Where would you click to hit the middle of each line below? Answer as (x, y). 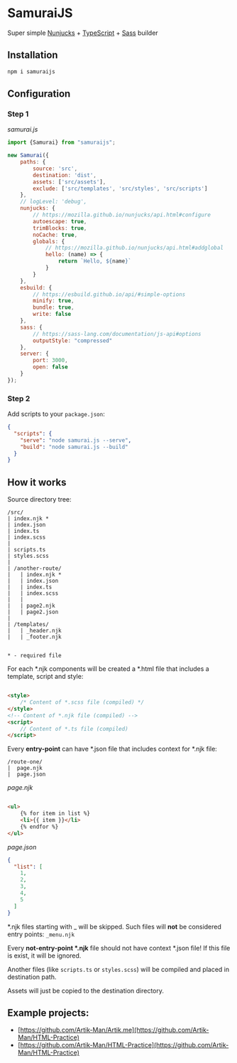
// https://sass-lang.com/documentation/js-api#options (117, 334)
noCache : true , (55, 235)
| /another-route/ (34, 568)
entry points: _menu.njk (41, 934)
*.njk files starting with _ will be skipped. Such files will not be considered (115, 926)
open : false (51, 367)
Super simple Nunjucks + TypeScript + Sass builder (83, 33)
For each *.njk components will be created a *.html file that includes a (108, 669)
